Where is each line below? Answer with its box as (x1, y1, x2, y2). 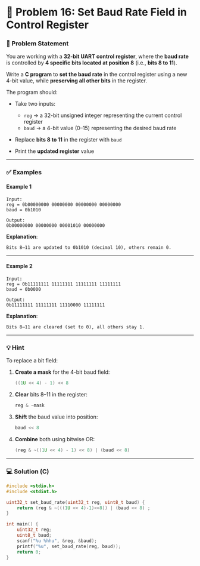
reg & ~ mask (14, 402, 45, 408)
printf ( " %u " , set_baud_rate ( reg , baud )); (17, 543, 121, 549)
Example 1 (6, 183, 32, 190)
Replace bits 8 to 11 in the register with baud (14, 136, 122, 143)
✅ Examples (6, 168, 42, 177)
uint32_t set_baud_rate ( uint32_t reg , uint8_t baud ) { (6, 499, 145, 505)
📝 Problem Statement (6, 39, 69, 48)
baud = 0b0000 (6, 286, 42, 292)
